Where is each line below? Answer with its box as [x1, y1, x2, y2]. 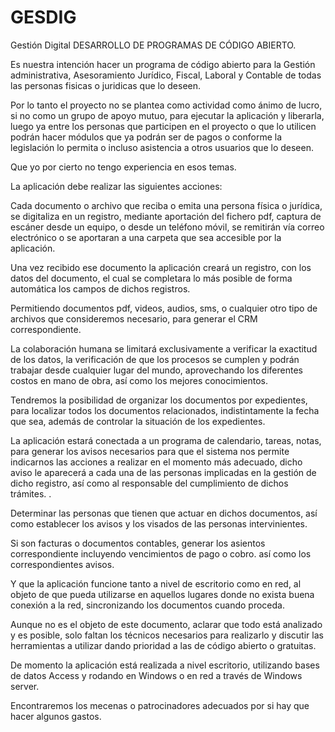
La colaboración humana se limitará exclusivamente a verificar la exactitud [10, 342, 318, 355]
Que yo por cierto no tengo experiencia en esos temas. [10, 161, 237, 173]
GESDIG [10, 6, 77, 29]
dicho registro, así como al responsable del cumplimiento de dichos [10, 477, 289, 489]
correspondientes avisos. [10, 558, 115, 570]
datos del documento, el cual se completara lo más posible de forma [10, 272, 293, 284]
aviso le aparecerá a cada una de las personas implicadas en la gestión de [10, 466, 317, 478]
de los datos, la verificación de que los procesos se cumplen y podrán [10, 353, 300, 365]
